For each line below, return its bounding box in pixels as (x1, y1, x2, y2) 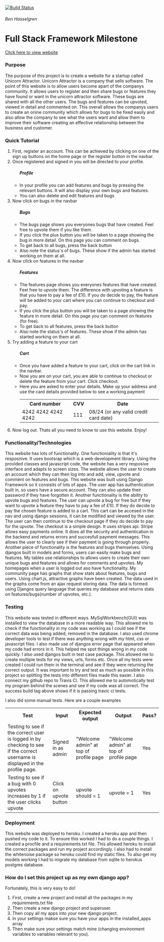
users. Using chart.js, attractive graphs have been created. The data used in (5, 576, 158, 582)
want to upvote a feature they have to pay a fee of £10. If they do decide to (5, 503, 155, 509)
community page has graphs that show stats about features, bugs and (5, 570, 146, 576)
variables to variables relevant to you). (12, 931, 89, 937)
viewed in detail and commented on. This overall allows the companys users (5, 104, 159, 110)
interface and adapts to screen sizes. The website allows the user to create (5, 466, 156, 472)
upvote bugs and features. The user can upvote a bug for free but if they (5, 497, 151, 503)
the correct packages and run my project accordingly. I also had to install (5, 846, 152, 852)
